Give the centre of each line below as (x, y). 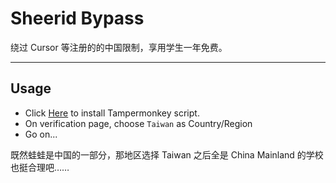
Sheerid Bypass (77, 18)
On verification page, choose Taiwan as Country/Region (138, 123)
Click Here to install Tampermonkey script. (112, 113)
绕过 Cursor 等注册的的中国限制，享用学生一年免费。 (119, 47)
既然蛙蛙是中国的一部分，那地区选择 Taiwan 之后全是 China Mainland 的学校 (167, 154)
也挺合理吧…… (40, 167)
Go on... (41, 134)
